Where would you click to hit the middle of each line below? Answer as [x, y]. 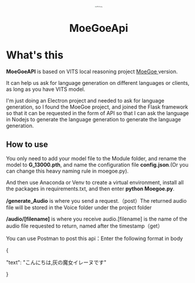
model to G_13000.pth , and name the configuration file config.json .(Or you [97, 164]
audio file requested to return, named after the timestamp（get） [85, 226]
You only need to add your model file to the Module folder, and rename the [96, 158]
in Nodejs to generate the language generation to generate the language [93, 120]
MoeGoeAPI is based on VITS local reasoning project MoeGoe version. [92, 72]
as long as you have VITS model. [46, 89]
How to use [27, 144]
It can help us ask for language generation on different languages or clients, [98, 83]
